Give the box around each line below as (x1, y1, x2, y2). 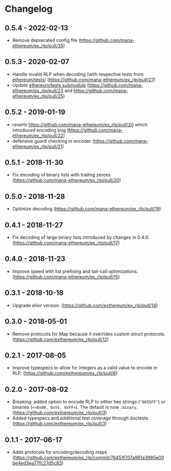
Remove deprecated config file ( (12, 37, 80, 43)
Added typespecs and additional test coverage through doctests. (12, 415, 149, 421)
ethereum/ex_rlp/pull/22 (12, 132, 63, 139)
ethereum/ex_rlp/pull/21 (12, 143, 62, 149)
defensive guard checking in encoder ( (12, 138, 94, 144)
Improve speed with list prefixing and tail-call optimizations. (12, 268, 138, 274)
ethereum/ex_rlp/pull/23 (12, 87, 63, 93)
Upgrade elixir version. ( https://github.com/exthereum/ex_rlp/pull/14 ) (12, 302, 158, 308)
